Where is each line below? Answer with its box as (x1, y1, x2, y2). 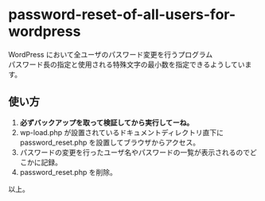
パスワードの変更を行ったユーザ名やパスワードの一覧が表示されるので (19, 147, 251, 157)
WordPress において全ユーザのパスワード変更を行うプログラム (8, 49, 213, 59)
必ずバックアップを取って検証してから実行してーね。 (19, 118, 194, 127)
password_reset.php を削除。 (19, 167, 117, 176)
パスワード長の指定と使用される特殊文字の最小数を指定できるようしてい (8, 60, 245, 69)
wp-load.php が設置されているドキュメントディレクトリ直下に (19, 127, 224, 137)
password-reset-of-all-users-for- (8, 6, 236, 24)
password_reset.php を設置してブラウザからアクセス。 (19, 137, 201, 147)
